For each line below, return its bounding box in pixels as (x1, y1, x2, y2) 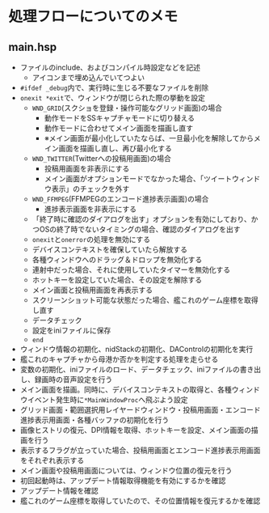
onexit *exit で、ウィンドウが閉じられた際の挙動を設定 (19, 93, 206, 102)
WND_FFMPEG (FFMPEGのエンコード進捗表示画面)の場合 (32, 194, 209, 203)
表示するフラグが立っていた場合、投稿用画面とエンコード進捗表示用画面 (19, 446, 261, 455)
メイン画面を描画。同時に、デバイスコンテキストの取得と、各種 (19, 385, 232, 394)
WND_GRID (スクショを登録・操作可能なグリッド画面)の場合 (32, 103, 223, 112)
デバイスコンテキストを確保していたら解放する (32, 244, 188, 254)
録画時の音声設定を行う (34, 375, 113, 384)
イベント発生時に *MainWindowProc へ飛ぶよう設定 (27, 395, 188, 405)
